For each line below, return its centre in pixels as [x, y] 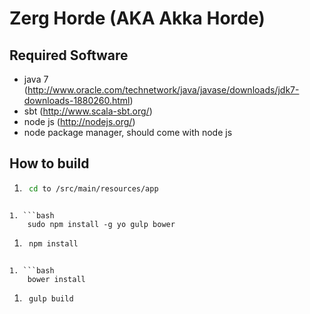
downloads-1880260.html [77, 100]
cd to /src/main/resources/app [93, 188]
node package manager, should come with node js [128, 132]
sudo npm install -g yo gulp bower [101, 224]
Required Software [69, 55]
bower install [56, 279]
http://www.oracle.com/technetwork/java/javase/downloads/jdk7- [163, 90]
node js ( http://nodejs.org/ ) [79, 121]
